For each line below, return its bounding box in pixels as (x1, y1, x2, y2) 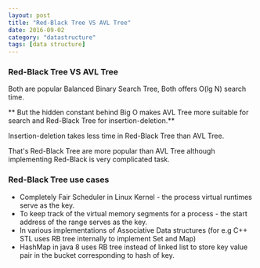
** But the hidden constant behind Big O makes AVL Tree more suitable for (8, 107, 249, 118)
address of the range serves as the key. (19, 217, 148, 226)
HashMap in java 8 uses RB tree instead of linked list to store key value (19, 242, 248, 252)
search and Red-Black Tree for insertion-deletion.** (8, 116, 175, 125)
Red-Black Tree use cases (8, 174, 110, 185)
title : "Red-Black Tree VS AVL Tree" (8, 19, 132, 27)
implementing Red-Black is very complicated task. (8, 154, 170, 165)
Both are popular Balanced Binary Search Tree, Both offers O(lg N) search (8, 84, 247, 94)
